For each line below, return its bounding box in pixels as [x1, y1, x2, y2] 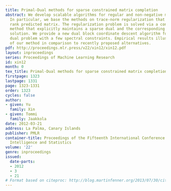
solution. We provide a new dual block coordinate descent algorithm [10, 31, 160, 36]
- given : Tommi [5, 112, 38, 117]
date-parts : [10, 159, 36, 164]
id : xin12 [5, 60, 26, 65]
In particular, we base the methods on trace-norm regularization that [10, 17, 165, 22]
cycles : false [5, 93, 36, 98]
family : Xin [10, 107, 36, 112]
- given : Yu [5, 102, 31, 107]
